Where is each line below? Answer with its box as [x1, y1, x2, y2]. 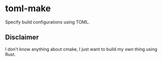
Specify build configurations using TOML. [5, 19, 90, 25]
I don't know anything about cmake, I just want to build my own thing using [5, 46, 158, 52]
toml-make [5, 3, 51, 14]
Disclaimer [5, 33, 39, 41]
